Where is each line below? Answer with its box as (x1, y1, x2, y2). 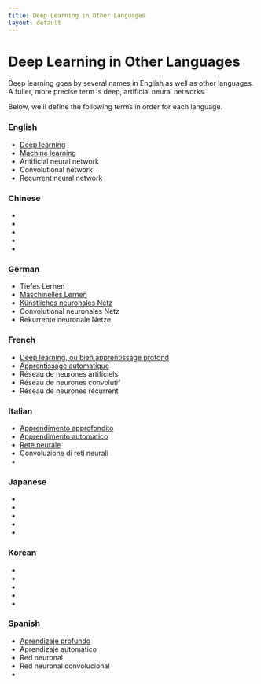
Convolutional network (19, 164, 93, 174)
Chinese (8, 193, 41, 204)
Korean (8, 547, 37, 558)
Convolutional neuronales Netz (19, 307, 120, 316)
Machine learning (19, 148, 76, 157)
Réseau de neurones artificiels (19, 369, 119, 378)
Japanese (8, 476, 47, 487)
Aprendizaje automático (19, 644, 97, 653)
